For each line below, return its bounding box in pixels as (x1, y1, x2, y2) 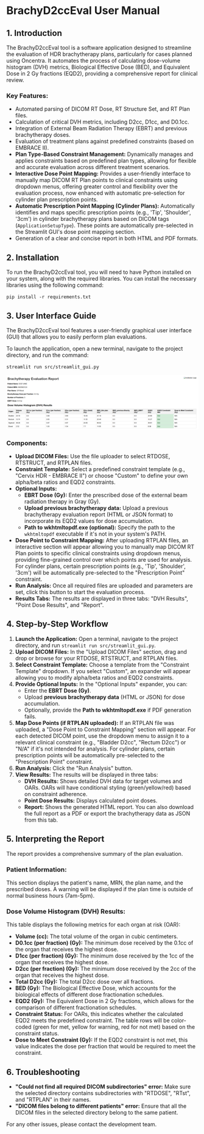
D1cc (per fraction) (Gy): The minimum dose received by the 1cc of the (15, 952, 194, 959)
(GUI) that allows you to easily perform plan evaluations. (6, 333, 147, 340)
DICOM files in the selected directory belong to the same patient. (15, 1108, 178, 1116)
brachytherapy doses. (15, 131, 71, 139)
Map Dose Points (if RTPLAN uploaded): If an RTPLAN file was (15, 719, 175, 726)
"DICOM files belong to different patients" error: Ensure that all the (15, 1102, 187, 1110)
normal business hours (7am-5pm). (6, 892, 95, 899)
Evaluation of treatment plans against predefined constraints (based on (15, 138, 194, 145)
